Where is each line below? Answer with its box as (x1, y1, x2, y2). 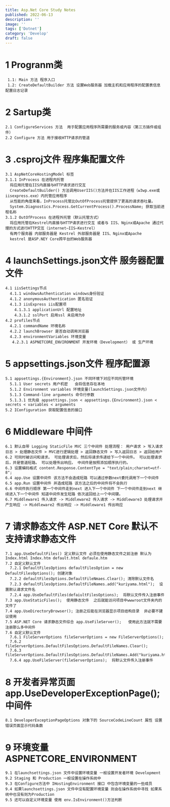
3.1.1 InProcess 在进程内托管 (5, 177, 64, 182)
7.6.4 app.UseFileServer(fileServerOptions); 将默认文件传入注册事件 (10, 658, 153, 663)
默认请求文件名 (9, 587, 36, 592)
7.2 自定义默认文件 (5, 561, 41, 566)
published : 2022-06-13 (5, 12, 53, 17)
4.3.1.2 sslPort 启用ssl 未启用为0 (14, 313, 85, 318)
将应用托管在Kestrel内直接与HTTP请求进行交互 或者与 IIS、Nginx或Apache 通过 (10, 220, 160, 225)
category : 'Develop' (5, 31, 49, 36)
